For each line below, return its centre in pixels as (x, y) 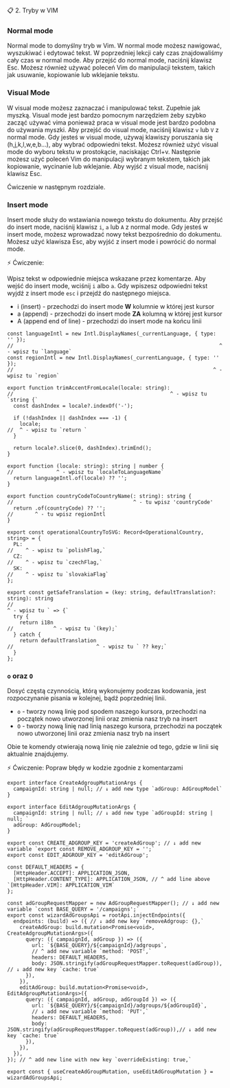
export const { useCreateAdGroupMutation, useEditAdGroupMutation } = (110, 1072)
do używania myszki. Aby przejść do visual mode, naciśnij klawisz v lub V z (113, 129)
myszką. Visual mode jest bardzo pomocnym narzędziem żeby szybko (107, 115)
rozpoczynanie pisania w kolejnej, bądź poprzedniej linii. (87, 698)
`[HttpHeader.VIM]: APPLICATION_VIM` (61, 885)
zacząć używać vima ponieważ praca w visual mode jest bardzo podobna (112, 122)
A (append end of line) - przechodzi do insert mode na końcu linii (109, 321)
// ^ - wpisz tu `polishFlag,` (57, 550)
